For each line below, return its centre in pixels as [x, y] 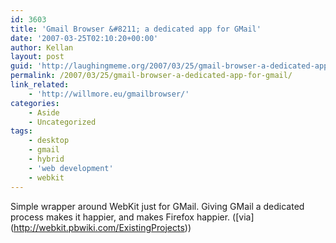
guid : [21, 66]
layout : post [37, 57]
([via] [243, 217]
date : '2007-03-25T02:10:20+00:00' [84, 38]
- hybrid [46, 159]
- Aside [44, 112]
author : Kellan [42, 47]
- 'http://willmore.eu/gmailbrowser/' [109, 94]
